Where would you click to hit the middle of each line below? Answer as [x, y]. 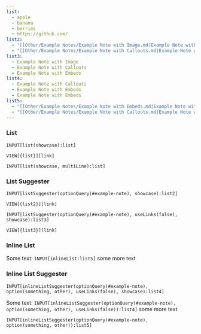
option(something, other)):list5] [49, 325]
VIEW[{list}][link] [31, 156]
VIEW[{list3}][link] [32, 230]
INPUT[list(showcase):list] [41, 145]
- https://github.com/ [40, 34]
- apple [21, 17]
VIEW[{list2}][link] [32, 204]
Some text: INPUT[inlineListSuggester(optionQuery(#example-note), [91, 302]
